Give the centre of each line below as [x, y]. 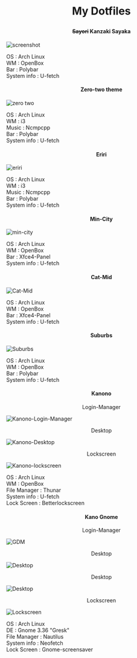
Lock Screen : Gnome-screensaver [50, 650]
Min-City [101, 219]
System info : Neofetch [35, 643]
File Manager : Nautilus [35, 637]
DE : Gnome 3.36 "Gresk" [38, 630]
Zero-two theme [101, 89]
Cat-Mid [101, 277]
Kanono [101, 393]
